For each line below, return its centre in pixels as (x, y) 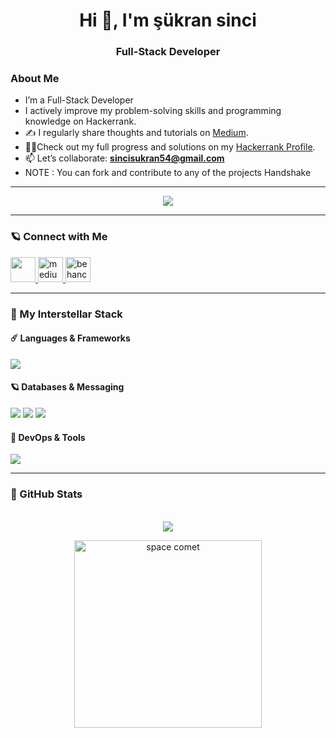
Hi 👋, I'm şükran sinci (168, 20)
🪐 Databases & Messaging (67, 387)
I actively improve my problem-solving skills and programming (153, 111)
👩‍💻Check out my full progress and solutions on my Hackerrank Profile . (170, 147)
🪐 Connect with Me (59, 237)
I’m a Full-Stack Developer (79, 100)
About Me (35, 79)
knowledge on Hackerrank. (80, 121)
